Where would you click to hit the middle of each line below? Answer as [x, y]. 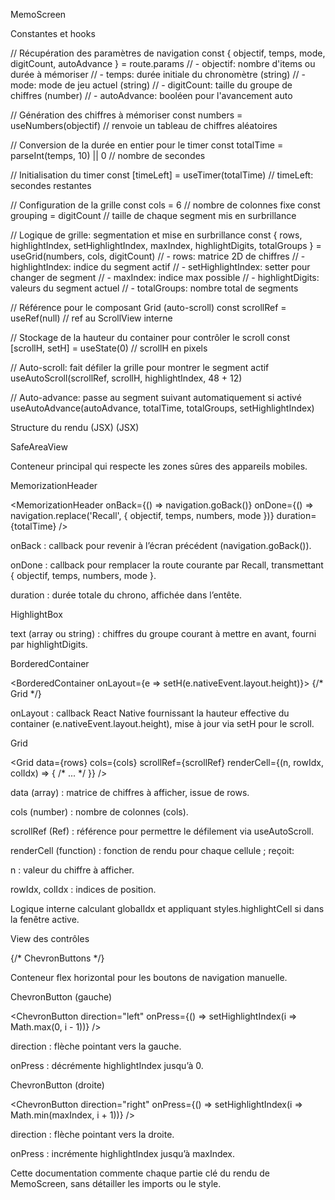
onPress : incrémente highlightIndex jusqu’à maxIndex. [123, 1153]
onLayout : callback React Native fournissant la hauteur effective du [150, 713]
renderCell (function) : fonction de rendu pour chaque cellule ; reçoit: [152, 850]
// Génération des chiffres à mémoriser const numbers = [126, 115]
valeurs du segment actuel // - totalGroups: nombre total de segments [154, 288]
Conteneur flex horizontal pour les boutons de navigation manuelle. [149, 977]
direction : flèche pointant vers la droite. [92, 1134]
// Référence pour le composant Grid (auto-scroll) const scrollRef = [148, 307]
